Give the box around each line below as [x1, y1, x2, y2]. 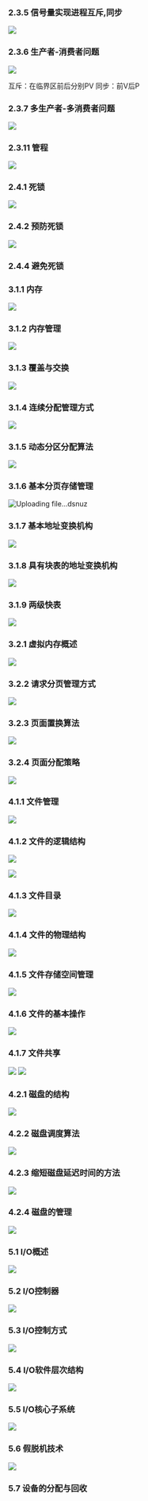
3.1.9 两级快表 [8, 599, 62, 610]
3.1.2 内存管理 [8, 323, 62, 334]
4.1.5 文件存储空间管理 [8, 968, 93, 979]
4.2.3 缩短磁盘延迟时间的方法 [8, 1167, 120, 1178]
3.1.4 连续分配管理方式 [8, 401, 94, 413]
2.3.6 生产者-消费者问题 [8, 46, 100, 57]
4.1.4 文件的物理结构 [8, 929, 86, 941]
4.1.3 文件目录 [8, 890, 62, 902]
